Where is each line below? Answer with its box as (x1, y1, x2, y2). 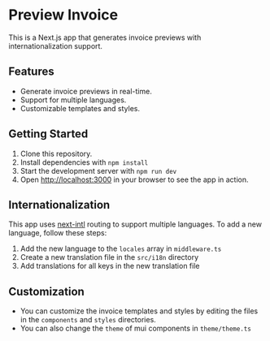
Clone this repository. (20, 149, 93, 158)
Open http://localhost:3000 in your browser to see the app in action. (20, 175, 250, 184)
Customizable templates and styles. (20, 103, 141, 113)
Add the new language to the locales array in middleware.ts (20, 244, 222, 253)
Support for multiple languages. (20, 95, 127, 105)
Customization (8, 284, 85, 298)
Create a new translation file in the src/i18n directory (20, 253, 199, 262)
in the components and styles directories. (20, 315, 156, 325)
